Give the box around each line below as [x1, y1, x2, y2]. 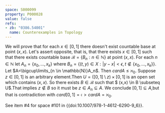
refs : [5, 21, 16, 26]
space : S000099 [5, 7, 36, 12]
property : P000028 [5, 12, 43, 17]
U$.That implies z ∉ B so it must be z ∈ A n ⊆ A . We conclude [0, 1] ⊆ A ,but [5, 85, 160, 92]
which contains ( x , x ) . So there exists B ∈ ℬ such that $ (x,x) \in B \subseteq [5, 80, 160, 85]
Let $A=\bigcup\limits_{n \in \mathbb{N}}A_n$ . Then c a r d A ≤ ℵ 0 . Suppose [5, 67, 156, 75]
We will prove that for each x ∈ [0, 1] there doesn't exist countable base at [5, 44, 156, 49]
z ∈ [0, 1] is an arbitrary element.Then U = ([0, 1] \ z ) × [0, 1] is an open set [5, 74, 155, 80]
